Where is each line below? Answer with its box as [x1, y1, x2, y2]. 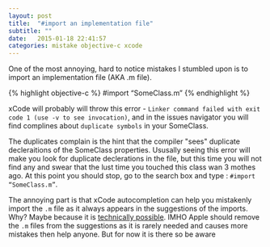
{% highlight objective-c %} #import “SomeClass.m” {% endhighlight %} [8, 88, 251, 98]
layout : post [8, 11, 53, 20]
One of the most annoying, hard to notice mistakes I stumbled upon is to [8, 64, 249, 73]
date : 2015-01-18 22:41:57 [8, 34, 107, 43]
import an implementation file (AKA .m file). [8, 73, 152, 82]
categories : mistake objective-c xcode [8, 42, 143, 50]
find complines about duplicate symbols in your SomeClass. [8, 121, 209, 131]
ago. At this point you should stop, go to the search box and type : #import [8, 171, 256, 181]
